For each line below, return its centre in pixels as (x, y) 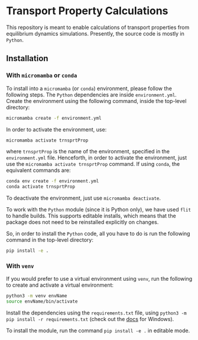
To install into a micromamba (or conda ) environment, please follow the (89, 88)
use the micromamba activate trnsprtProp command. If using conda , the (93, 164)
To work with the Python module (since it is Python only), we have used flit (98, 210)
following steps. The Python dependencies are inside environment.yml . (92, 94)
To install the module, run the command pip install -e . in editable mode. (98, 331)
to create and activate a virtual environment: (60, 285)
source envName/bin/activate (42, 301)
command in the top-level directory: (50, 240)
